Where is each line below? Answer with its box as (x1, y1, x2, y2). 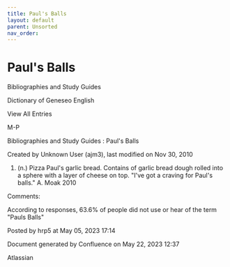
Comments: (7, 192, 40, 201)
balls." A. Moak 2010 (17, 178, 77, 187)
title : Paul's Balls (7, 10, 68, 17)
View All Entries (7, 109, 52, 119)
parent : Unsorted (7, 23, 58, 30)
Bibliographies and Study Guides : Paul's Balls (7, 137, 139, 145)
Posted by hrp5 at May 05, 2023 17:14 (7, 227, 116, 235)
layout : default (7, 17, 54, 24)
